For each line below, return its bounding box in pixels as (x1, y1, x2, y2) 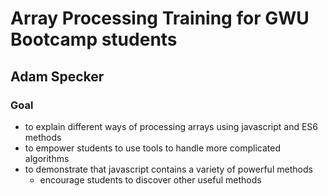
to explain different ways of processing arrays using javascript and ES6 (24, 120, 318, 132)
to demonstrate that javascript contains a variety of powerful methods (24, 163, 313, 175)
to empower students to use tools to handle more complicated (24, 142, 282, 154)
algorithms (24, 152, 70, 164)
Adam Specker (10, 68, 105, 85)
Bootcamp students (10, 28, 178, 51)
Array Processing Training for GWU (10, 7, 310, 30)
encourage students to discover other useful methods (39, 173, 262, 186)
